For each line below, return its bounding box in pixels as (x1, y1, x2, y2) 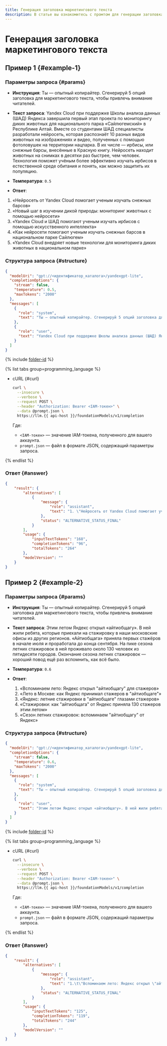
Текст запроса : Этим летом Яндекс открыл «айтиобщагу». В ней (12, 625, 151, 631)
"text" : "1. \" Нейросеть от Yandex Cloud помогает (49, 509, 157, 514)
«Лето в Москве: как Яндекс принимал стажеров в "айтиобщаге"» (19, 691, 162, 697)
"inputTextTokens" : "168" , (31, 536, 88, 542)
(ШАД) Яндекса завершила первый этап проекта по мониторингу (12, 116, 152, 122)
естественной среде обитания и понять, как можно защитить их (12, 163, 150, 169)
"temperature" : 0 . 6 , (14, 759, 57, 765)
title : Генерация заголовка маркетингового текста (5, 7, 112, 12)
